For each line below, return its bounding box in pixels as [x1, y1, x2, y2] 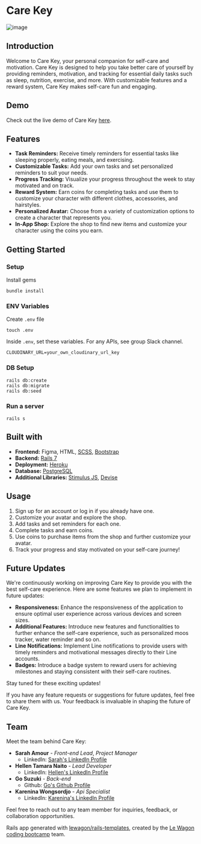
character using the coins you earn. [14, 227, 104, 234]
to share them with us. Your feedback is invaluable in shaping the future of [6, 698, 191, 705]
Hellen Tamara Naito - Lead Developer [14, 762, 112, 770]
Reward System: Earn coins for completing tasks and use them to [14, 188, 179, 196]
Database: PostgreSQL [14, 467, 73, 474]
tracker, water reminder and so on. [14, 636, 101, 643]
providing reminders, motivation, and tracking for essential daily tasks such [6, 70, 193, 77]
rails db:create [6, 377, 47, 384]
